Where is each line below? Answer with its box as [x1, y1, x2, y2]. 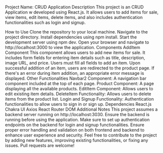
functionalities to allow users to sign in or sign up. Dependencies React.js [5, 102, 152, 107]
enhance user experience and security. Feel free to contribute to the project [5, 132, 157, 138]
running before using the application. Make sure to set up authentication [5, 117, 150, 122]
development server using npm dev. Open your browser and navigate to [5, 39, 149, 45]
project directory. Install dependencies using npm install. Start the [5, 34, 137, 40]
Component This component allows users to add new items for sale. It [5, 50, 145, 55]
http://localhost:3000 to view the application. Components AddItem [5, 45, 140, 50]
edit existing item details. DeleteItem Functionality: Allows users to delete [5, 91, 152, 97]
